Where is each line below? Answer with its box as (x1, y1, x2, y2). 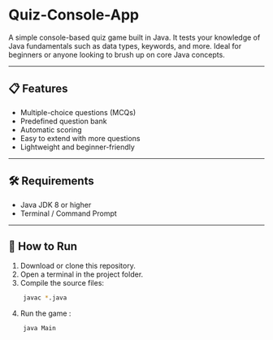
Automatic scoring (19, 124, 83, 135)
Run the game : (19, 308, 71, 318)
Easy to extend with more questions (19, 133, 141, 143)
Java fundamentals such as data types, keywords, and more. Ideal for (8, 41, 242, 50)
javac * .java (23, 294, 67, 302)
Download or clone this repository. (19, 261, 136, 271)
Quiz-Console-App (8, 6, 140, 24)
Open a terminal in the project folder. (19, 269, 144, 279)
